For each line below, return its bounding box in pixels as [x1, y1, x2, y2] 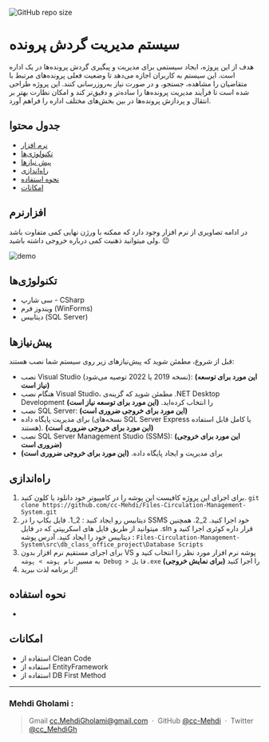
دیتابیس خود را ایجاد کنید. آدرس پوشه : [20, 532, 135, 542]
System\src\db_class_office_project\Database [20, 541, 175, 549]
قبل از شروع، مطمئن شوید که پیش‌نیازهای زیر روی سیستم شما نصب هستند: [9, 356, 235, 367]
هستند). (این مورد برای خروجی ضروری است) [20, 423, 154, 433]
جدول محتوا [9, 119, 61, 133]
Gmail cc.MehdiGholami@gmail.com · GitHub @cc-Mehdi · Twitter [28, 716, 254, 725]
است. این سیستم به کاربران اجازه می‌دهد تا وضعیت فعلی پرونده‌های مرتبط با [9, 70, 235, 80]
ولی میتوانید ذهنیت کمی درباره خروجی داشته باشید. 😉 [9, 236, 170, 245]
